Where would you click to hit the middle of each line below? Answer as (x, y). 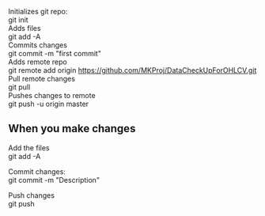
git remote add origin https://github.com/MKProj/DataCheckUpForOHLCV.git (132, 70)
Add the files (29, 148)
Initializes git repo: (38, 11)
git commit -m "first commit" (55, 53)
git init (19, 20)
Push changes (32, 195)
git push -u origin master (49, 104)
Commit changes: (37, 171)
